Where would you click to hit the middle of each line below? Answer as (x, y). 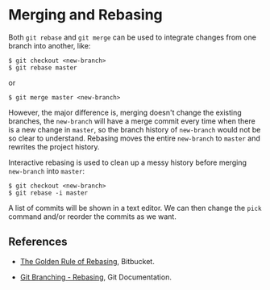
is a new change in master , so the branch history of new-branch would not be (135, 129)
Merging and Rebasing (85, 15)
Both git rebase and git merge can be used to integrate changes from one (132, 37)
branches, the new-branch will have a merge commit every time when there (132, 121)
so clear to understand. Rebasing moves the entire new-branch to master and (134, 138)
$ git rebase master (43, 67)
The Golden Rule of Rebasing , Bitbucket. (87, 261)
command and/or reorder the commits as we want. (93, 216)
